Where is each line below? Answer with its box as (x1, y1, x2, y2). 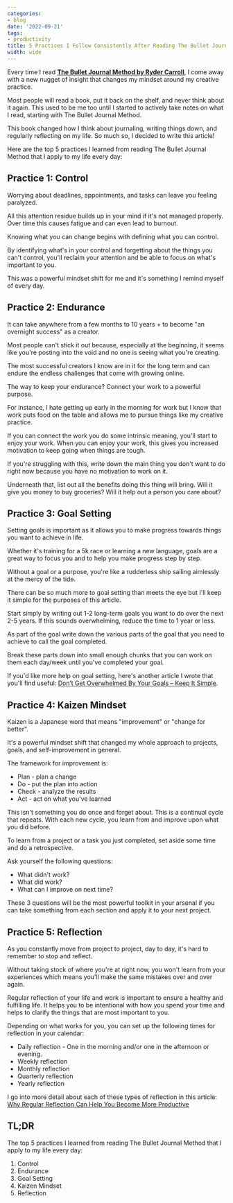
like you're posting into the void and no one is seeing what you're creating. (7, 348, 221, 356)
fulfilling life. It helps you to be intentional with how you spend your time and (7, 1001, 225, 1009)
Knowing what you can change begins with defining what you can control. (7, 232, 219, 241)
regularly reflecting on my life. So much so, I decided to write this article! (7, 131, 215, 139)
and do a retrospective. (7, 844, 74, 852)
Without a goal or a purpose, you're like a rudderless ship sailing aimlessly (7, 568, 220, 576)
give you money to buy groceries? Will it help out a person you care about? (7, 487, 221, 496)
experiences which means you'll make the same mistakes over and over (7, 972, 213, 981)
